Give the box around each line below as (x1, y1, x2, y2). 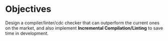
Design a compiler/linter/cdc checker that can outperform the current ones (5, 20, 159, 26)
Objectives (5, 3, 52, 15)
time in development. (5, 30, 49, 36)
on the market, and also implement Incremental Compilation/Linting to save (5, 25, 163, 31)
